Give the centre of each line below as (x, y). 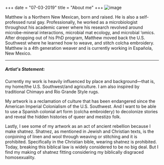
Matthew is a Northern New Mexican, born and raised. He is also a (72, 17)
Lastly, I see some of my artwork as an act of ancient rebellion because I (78, 126)
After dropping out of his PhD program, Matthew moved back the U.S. (75, 38)
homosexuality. (20, 157)
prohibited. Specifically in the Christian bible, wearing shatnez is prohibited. (81, 142)
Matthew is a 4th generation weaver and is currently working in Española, (79, 48)
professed (15, 22)
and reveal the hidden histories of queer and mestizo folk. (63, 117)
